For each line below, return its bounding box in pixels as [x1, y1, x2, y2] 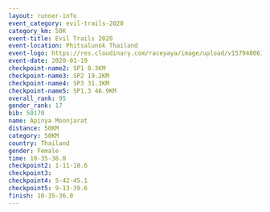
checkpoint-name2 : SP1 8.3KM [8, 64, 106, 73]
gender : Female [8, 147, 59, 155]
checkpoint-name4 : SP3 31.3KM [8, 79, 110, 87]
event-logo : [8, 49, 48, 57]
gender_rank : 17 [8, 102, 63, 110]
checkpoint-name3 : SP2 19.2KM [8, 72, 110, 80]
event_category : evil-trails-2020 [8, 19, 125, 27]
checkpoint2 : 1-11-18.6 [8, 162, 88, 170]
